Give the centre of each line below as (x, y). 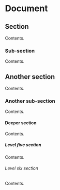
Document (27, 9)
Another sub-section (30, 101)
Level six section (22, 168)
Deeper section (21, 123)
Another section (30, 77)
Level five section (23, 145)
